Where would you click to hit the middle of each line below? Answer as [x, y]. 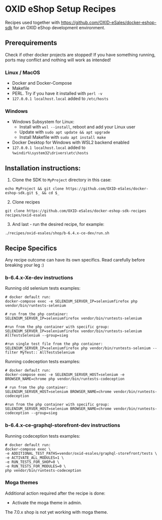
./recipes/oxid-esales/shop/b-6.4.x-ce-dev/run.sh [57, 233]
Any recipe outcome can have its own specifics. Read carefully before [75, 260]
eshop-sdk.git [19, 193]
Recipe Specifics [31, 248]
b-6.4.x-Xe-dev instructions [39, 278]
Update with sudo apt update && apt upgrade [65, 132]
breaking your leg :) [25, 265]
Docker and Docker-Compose [42, 83]
